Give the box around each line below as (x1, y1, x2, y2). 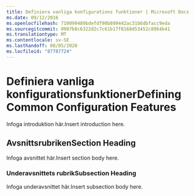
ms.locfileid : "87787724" (6, 49, 72, 55)
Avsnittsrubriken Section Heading (6, 138, 136, 149)
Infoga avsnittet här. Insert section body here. (6, 154, 119, 161)
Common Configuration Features (6, 100, 177, 114)
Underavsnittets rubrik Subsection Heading (6, 169, 136, 178)
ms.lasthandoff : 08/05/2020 (6, 43, 78, 49)
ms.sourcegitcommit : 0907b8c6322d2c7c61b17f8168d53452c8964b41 (6, 25, 171, 32)
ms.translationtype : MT (6, 32, 67, 38)
